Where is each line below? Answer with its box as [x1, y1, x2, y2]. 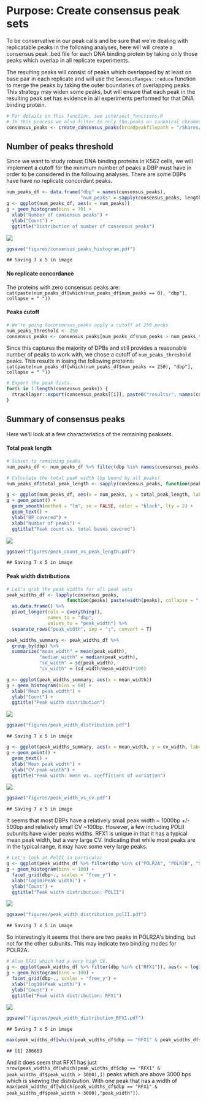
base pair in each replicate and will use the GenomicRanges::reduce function [6, 75, 196, 82]
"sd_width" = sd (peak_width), [39, 660, 116, 666]
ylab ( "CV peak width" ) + [12, 766, 75, 773]
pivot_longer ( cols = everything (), [12, 609, 103, 615]
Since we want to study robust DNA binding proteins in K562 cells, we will [6, 158, 193, 165]
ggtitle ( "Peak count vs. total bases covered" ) [12, 526, 136, 532]
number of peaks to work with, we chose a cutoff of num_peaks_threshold [6, 351, 191, 358]
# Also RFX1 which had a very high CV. [6, 958, 109, 965]
